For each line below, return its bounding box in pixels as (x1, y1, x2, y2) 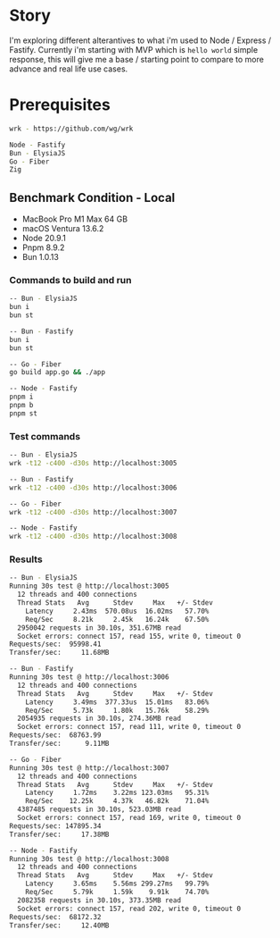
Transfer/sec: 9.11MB (9, 739, 110, 749)
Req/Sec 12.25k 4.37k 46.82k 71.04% (25, 797, 210, 806)
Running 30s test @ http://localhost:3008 (9, 854, 169, 863)
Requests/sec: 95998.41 (9, 640, 102, 649)
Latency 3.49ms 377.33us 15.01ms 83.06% (25, 698, 210, 707)
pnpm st (9, 408, 38, 418)
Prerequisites (9, 95, 111, 115)
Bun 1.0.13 (21, 252, 60, 263)
